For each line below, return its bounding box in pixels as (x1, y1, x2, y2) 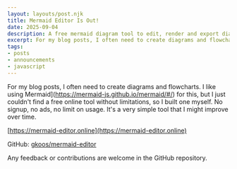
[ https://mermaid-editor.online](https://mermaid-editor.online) (7, 126, 187, 134)
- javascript (7, 63, 46, 70)
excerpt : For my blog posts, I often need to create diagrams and (7, 37, 207, 44)
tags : (7, 43, 23, 50)
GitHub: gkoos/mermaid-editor (7, 139, 97, 148)
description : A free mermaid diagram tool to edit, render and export (7, 30, 219, 37)
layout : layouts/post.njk (7, 10, 83, 18)
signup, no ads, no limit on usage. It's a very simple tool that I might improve (7, 105, 229, 113)
